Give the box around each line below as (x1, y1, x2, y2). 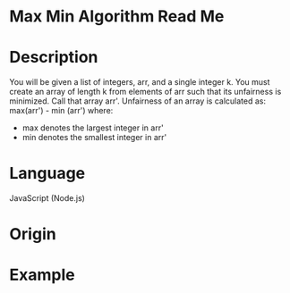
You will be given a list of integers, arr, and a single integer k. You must (9, 77, 270, 88)
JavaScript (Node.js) (9, 193, 85, 204)
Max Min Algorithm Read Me (9, 6, 225, 27)
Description (9, 47, 98, 68)
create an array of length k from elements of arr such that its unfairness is (9, 87, 282, 97)
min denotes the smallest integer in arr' (21, 132, 167, 143)
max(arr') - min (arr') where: (9, 105, 114, 116)
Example (9, 265, 75, 285)
